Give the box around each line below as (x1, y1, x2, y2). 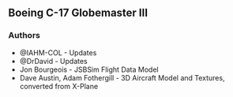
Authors (8, 30, 41, 41)
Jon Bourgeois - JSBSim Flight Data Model (19, 65, 160, 74)
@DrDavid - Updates (19, 56, 88, 65)
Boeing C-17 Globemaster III (8, 6, 148, 20)
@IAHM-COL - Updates (19, 47, 97, 58)
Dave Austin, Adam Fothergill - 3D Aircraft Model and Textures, (19, 73, 225, 82)
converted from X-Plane (19, 81, 99, 91)
